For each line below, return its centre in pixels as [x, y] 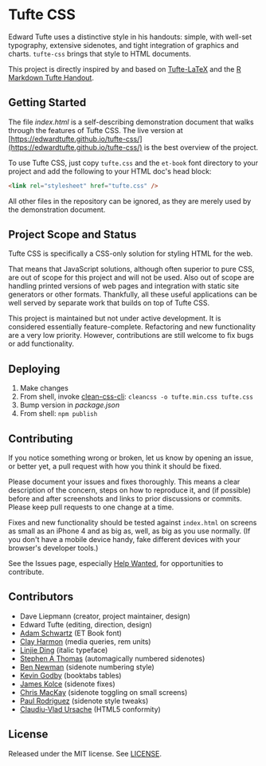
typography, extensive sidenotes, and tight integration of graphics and [123, 45]
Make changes [44, 388]
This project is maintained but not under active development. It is [115, 318]
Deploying [34, 369]
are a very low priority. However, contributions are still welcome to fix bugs [131, 336]
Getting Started [47, 102]
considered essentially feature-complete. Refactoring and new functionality [132, 327]
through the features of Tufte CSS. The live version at [96, 130]
